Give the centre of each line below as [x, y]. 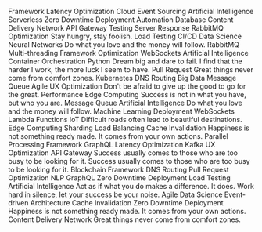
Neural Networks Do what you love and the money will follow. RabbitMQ [124, 45]
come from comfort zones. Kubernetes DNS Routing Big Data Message [122, 78]
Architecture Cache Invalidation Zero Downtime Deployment [127, 203]
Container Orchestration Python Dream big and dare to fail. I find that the [125, 61]
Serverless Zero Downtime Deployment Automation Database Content [121, 20]
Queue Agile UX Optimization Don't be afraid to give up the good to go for [127, 86]
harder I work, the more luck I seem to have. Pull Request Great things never [131, 69]
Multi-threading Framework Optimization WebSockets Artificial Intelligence [128, 53]
